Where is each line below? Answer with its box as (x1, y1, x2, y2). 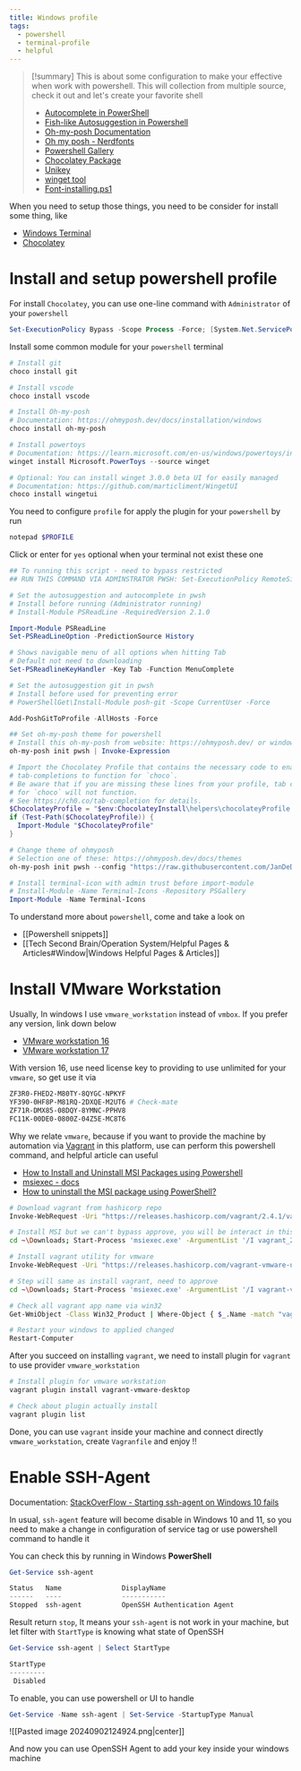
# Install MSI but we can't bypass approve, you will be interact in (9, 1228, 275, 1237)
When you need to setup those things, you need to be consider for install (9, 201, 279, 211)
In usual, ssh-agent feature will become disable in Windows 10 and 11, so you (9, 1514, 292, 1525)
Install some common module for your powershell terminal (9, 341, 224, 352)
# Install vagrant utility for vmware (9, 1252, 154, 1261)
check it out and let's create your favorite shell (30, 90, 203, 101)
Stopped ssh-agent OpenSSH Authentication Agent (9, 1601, 235, 1610)
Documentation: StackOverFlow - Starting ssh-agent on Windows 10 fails (9, 1497, 279, 1508)
